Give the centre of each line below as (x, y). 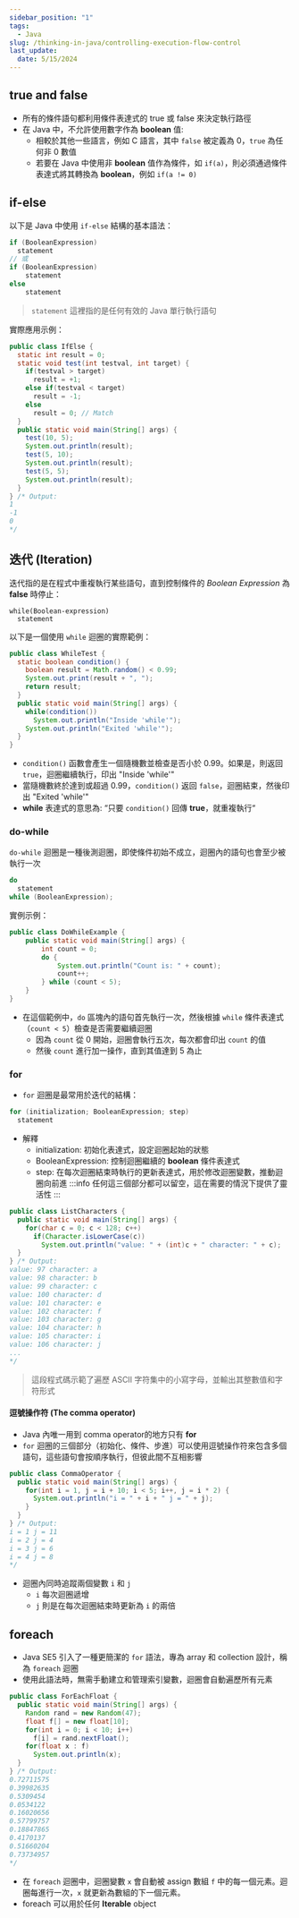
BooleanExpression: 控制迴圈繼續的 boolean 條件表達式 (138, 1161)
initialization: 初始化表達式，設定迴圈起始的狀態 (122, 1150)
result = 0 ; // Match (73, 413)
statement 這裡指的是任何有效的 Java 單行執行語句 (124, 311)
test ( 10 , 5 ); (50, 438)
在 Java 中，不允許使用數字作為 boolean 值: (103, 129)
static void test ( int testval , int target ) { (104, 363)
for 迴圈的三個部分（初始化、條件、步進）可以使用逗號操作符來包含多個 (154, 1445)
